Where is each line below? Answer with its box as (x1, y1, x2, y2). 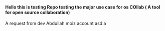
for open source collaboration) (5, 9, 70, 15)
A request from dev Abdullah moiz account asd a (5, 20, 106, 26)
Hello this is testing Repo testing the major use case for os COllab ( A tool (5, 4, 160, 10)
